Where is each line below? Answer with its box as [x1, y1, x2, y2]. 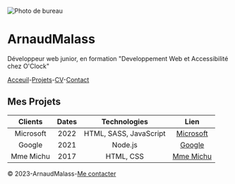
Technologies [101, 117, 148, 126]
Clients [18, 117, 43, 126]
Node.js [112, 140, 138, 150]
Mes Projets [7, 96, 61, 108]
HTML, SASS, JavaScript [83, 129, 166, 138]
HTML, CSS [105, 151, 145, 161]
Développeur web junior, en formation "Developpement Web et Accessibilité [7, 54, 229, 63]
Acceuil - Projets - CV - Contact [7, 75, 90, 84]
